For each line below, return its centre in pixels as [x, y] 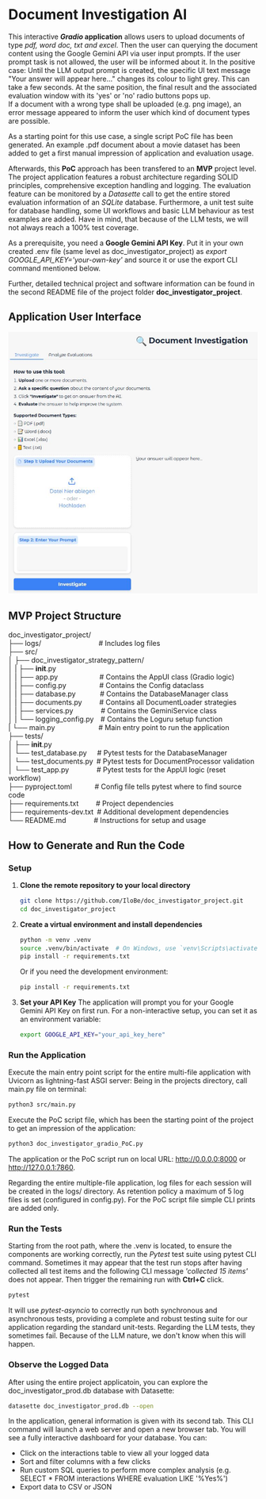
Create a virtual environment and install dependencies [111, 924]
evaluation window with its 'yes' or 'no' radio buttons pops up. [110, 95]
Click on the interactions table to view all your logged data [114, 1453]
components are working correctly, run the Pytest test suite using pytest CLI [133, 1255]
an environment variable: [60, 1019]
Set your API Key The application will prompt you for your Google [127, 1002]
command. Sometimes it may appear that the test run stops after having [125, 1263]
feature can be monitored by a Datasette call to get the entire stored [120, 194]
